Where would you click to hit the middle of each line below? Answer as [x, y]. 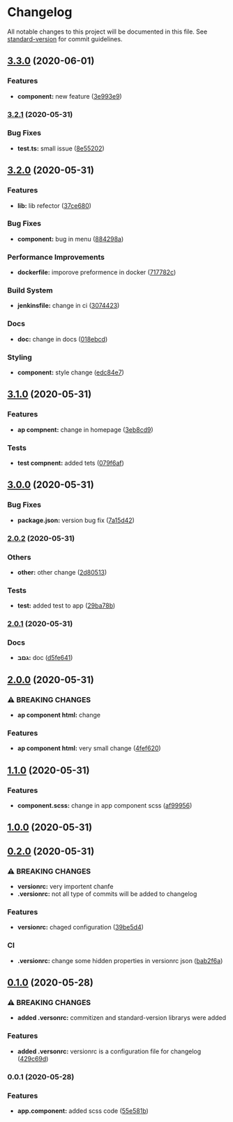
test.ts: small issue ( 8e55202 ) [61, 148]
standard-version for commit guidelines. [65, 38]
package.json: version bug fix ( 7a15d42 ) [76, 520]
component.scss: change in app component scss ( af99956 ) [105, 806]
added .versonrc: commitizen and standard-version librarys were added [122, 1018]
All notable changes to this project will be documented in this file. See [107, 31]
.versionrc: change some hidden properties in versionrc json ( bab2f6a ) [120, 960]
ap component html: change [59, 715]
